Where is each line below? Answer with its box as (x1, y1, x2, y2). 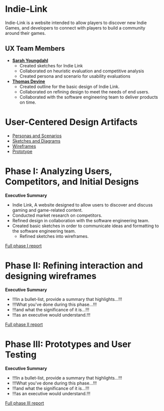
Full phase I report (5, 242, 42, 249)
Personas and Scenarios (12, 133, 62, 139)
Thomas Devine (12, 78, 45, 84)
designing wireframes (5, 270, 97, 281)
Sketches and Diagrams (12, 138, 60, 144)
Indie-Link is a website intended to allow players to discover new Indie (5, 20, 147, 26)
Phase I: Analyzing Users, (5, 166, 112, 176)
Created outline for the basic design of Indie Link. (19, 84, 120, 89)
